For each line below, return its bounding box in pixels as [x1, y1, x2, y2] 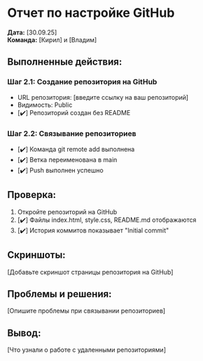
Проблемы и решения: [7, 288, 112, 300]
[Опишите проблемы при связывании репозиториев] [7, 307, 166, 315]
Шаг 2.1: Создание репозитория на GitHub [7, 77, 157, 87]
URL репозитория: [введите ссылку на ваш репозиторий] [17, 93, 189, 101]
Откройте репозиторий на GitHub [17, 207, 118, 216]
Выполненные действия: [7, 56, 122, 68]
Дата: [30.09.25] [7, 28, 57, 37]
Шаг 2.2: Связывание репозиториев [7, 129, 136, 138]
